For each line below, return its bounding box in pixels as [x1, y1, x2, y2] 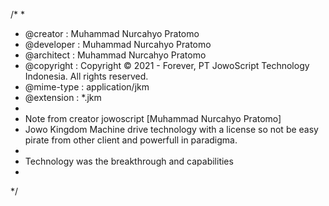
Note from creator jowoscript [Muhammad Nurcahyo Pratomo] [24, 113, 282, 124]
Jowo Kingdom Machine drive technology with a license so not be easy [24, 124, 319, 135]
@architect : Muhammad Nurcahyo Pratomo [24, 49, 207, 61]
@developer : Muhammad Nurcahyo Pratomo [24, 39, 212, 50]
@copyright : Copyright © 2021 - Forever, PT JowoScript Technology [24, 60, 310, 71]
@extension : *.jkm [24, 92, 102, 103]
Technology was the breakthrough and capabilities [24, 155, 234, 167]
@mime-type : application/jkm [24, 81, 150, 93]
